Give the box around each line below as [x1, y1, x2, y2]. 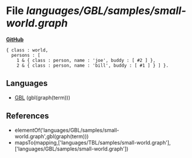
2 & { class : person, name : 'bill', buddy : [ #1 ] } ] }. [16, 63, 169, 68]
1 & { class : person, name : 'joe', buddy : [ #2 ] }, [16, 57, 156, 63]
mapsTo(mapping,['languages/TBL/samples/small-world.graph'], [14, 139, 171, 146]
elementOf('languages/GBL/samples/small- [14, 126, 119, 133]
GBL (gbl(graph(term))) [14, 94, 71, 101]
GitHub [6, 36, 24, 43]
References [6, 111, 49, 121]
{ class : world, [6, 47, 49, 53]
